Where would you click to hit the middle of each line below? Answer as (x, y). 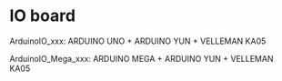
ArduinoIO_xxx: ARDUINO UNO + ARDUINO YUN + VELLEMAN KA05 (138, 41)
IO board (42, 16)
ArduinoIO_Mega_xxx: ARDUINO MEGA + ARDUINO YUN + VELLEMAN (141, 58)
